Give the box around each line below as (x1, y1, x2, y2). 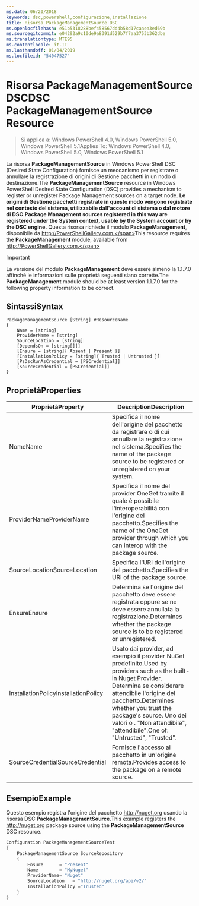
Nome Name (9, 443, 43, 451)
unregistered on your (111, 465, 171, 473)
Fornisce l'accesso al (111, 743, 171, 752)
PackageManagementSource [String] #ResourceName (6, 317, 129, 323)
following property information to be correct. (6, 284, 115, 291)
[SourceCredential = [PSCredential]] (17, 364, 110, 370)
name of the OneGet (111, 526, 169, 535)
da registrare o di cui (111, 428, 170, 436)
